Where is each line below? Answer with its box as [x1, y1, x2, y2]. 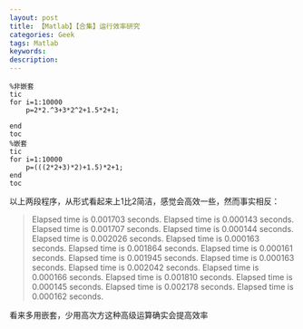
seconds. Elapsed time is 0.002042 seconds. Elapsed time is [31, 262, 259, 273]
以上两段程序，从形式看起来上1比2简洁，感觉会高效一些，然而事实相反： [9, 196, 280, 207]
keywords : [9, 47, 47, 56]
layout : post [9, 13, 59, 23]
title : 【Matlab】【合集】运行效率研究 [9, 22, 141, 31]
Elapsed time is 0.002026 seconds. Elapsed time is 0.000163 [31, 233, 260, 244]
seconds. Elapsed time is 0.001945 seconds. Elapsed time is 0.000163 [31, 253, 295, 263]
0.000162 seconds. [31, 291, 104, 302]
